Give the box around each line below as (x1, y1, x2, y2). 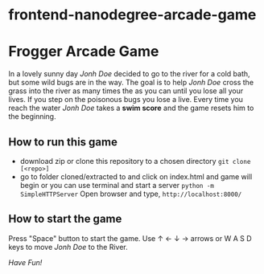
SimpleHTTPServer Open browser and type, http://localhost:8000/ (19, 189, 242, 198)
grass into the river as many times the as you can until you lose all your (8, 86, 244, 96)
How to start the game (8, 212, 122, 226)
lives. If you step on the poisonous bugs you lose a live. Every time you (8, 95, 244, 104)
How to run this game (8, 135, 118, 149)
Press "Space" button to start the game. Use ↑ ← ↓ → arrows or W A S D (8, 233, 252, 243)
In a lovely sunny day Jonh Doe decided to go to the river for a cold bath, (8, 69, 251, 79)
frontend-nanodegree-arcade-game (8, 6, 257, 24)
